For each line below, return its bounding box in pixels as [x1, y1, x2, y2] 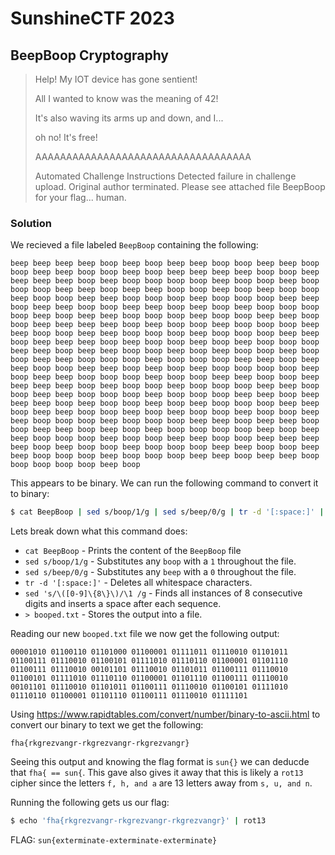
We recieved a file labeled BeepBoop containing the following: [10, 239, 259, 251]
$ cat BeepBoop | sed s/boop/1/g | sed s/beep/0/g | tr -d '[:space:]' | [10, 507, 325, 517]
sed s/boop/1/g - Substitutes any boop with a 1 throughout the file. [24, 555, 297, 567]
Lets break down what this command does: [10, 525, 188, 537]
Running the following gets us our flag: [10, 797, 170, 809]
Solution [10, 216, 53, 230]
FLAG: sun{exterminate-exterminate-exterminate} [10, 834, 218, 846]
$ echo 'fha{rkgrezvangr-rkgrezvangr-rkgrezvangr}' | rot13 [10, 816, 267, 826]
